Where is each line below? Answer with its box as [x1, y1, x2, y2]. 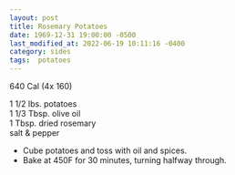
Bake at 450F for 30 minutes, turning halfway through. [22, 155, 228, 165]
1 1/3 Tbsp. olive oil [9, 108, 81, 118]
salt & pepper [9, 128, 60, 138]
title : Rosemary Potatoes [9, 22, 107, 31]
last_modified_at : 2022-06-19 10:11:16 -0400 [9, 38, 185, 48]
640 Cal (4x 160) [9, 81, 73, 91]
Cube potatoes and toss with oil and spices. [22, 145, 188, 156]
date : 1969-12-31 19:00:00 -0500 [9, 30, 137, 39]
